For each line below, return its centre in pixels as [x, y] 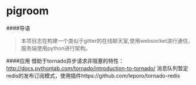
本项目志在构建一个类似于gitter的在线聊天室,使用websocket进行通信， [107, 40]
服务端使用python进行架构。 [56, 48]
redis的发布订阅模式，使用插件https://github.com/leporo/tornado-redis [93, 75]
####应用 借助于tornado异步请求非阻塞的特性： [65, 61]
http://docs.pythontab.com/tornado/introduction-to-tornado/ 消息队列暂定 [97, 68]
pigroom [27, 11]
